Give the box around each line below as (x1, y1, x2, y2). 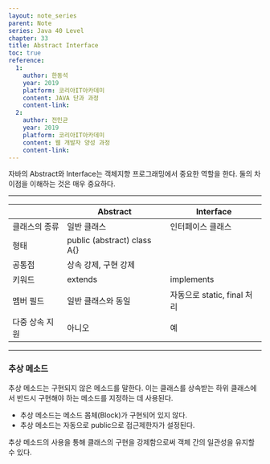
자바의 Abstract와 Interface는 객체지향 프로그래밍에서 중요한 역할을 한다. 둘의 (8, 169, 253, 179)
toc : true (8, 49, 42, 57)
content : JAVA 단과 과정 (22, 94, 99, 102)
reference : (8, 57, 45, 65)
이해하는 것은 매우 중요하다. (29, 179, 116, 189)
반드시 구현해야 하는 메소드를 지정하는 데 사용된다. (16, 393, 174, 402)
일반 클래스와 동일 (67, 295, 131, 307)
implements (170, 274, 215, 285)
